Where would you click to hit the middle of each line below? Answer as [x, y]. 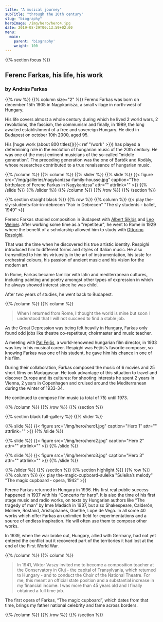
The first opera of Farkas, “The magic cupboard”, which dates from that [77, 600]
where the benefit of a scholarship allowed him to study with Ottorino [74, 230]
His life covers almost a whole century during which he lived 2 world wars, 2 [81, 120]
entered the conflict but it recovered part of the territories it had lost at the [79, 541]
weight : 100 [26, 46]
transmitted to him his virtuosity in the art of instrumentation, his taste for [78, 255]
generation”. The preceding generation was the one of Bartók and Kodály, [79, 160]
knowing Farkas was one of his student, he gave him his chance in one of [79, 353]
